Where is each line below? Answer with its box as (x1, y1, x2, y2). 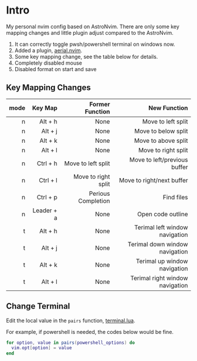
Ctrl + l (39, 176, 57, 184)
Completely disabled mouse (14, 59, 83, 66)
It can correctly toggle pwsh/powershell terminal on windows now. (14, 41, 175, 48)
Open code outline (137, 210, 188, 218)
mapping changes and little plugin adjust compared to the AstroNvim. (6, 29, 174, 36)
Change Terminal (6, 301, 70, 312)
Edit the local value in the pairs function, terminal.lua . (6, 317, 135, 324)
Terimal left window (134, 223, 188, 231)
